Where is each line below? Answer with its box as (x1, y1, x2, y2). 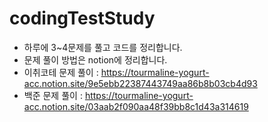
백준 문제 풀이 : (23, 89, 83, 101)
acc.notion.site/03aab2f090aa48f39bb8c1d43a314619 (23, 100, 249, 112)
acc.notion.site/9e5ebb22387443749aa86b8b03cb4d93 (23, 77, 258, 89)
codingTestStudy (9, 7, 156, 30)
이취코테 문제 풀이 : (23, 66, 99, 78)
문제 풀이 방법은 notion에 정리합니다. (23, 53, 168, 66)
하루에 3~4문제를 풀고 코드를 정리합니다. (23, 41, 183, 53)
